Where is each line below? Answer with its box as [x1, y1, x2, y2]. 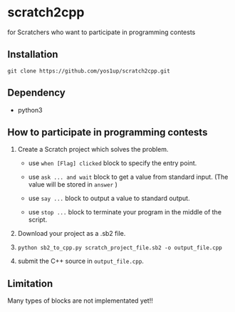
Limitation [7, 277, 53, 289]
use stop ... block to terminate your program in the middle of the [28, 208, 222, 217]
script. [28, 215, 48, 224]
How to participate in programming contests [7, 126, 208, 138]
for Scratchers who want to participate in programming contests [7, 28, 196, 36]
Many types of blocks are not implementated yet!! [7, 296, 153, 305]
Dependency [7, 87, 66, 99]
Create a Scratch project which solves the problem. [17, 145, 169, 154]
